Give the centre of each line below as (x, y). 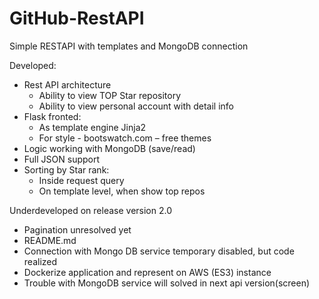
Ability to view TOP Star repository (110, 95)
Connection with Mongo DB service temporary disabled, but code (159, 251)
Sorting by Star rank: (66, 169)
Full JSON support (62, 159)
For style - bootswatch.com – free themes (125, 138)
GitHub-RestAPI (77, 18)
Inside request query (81, 180)
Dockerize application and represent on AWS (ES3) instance (147, 272)
